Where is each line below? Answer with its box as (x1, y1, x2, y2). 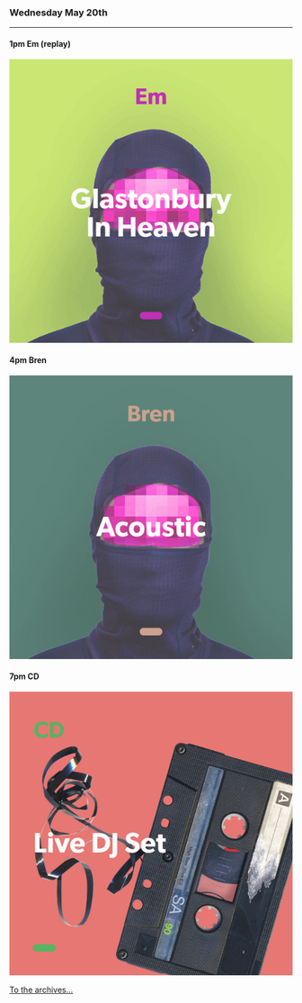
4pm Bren (9, 355, 48, 366)
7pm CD (9, 671, 40, 682)
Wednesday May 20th (9, 6, 108, 19)
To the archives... (9, 984, 74, 995)
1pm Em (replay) (9, 38, 71, 49)
